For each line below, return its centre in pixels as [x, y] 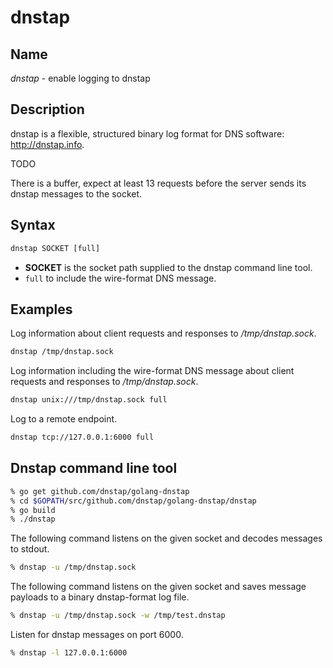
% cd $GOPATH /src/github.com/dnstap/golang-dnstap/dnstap [133, 501]
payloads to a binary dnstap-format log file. [100, 597]
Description [47, 109]
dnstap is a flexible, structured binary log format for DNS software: [147, 133]
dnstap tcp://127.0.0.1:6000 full [82, 437]
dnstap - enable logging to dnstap [80, 78]
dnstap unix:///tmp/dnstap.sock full [89, 400]
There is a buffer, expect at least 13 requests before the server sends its [158, 183]
